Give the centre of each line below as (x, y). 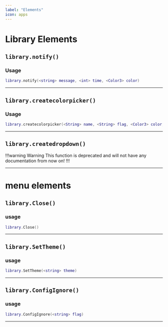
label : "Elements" (24, 10)
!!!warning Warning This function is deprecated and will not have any (76, 155)
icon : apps (16, 14)
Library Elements (41, 39)
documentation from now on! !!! (37, 161)
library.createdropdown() (45, 144)
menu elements (38, 185)
